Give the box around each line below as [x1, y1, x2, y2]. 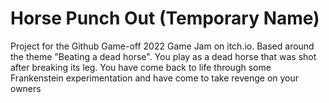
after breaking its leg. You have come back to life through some [10, 61, 272, 73]
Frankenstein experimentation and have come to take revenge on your [10, 72, 300, 84]
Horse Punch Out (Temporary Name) [10, 7, 320, 30]
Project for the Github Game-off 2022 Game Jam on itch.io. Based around [10, 40, 315, 52]
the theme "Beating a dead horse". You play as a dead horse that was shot [10, 50, 317, 62]
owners [10, 82, 42, 94]
